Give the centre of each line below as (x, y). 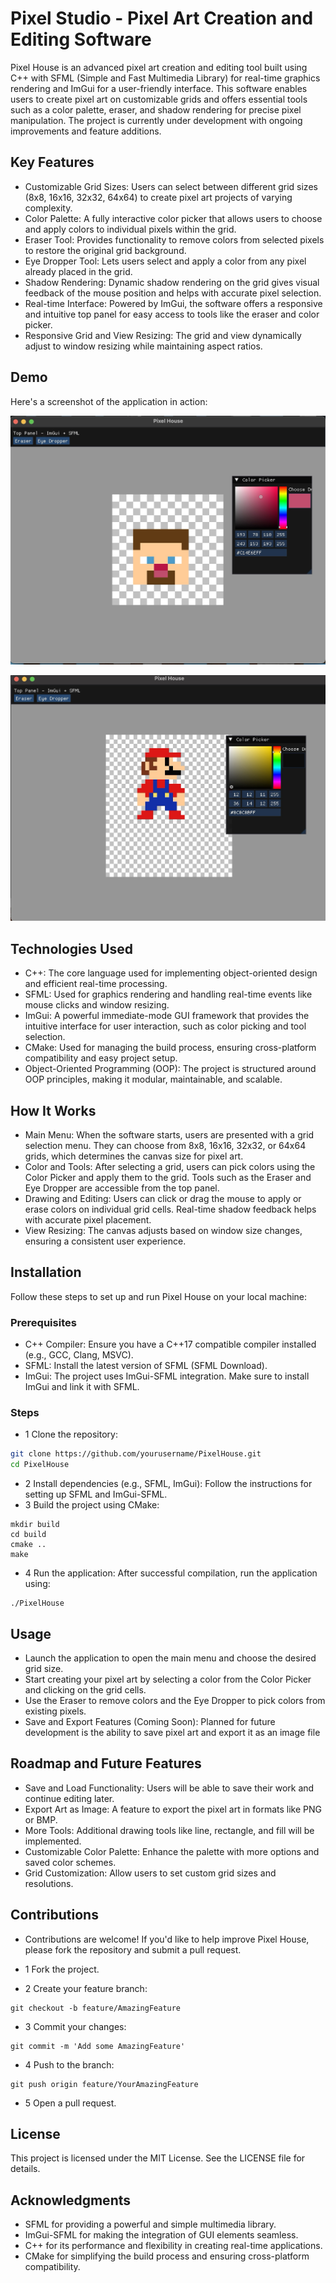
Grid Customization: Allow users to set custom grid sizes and (150, 1873)
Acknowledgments (71, 2200)
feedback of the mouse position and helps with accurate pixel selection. (173, 293)
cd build (28, 1535)
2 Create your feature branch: (86, 1988)
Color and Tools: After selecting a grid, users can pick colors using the (170, 1166)
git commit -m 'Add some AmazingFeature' (98, 2046)
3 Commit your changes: (75, 2026)
